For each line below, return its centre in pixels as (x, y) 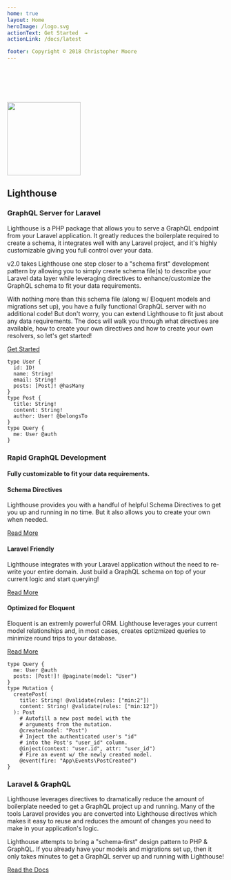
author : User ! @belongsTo (51, 416)
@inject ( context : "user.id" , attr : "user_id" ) (88, 749)
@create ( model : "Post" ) (54, 730)
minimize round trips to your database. (62, 638)
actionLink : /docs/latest (44, 39)
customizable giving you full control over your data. (80, 250)
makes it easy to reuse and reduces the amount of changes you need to (109, 821)
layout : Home (26, 20)
